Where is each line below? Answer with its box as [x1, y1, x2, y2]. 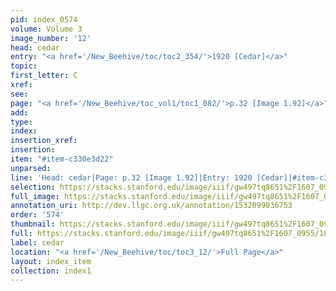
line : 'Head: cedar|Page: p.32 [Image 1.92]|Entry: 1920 [10, 172, 253, 183]
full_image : [10, 191, 60, 201]
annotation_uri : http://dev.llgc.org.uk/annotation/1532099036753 [10, 201, 293, 211]
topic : [10, 61, 38, 71]
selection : [10, 182, 56, 192]
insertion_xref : [10, 136, 78, 146]
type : [10, 117, 33, 127]
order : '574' [10, 210, 65, 220]
